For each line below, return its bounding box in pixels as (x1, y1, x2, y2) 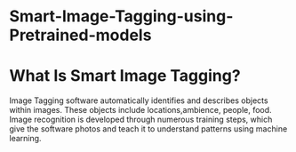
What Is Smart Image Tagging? (9, 66, 242, 86)
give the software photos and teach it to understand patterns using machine (9, 124, 288, 134)
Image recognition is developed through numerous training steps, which (9, 114, 273, 125)
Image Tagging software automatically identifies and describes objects (9, 95, 268, 106)
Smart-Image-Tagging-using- (9, 6, 234, 27)
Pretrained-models (9, 25, 152, 45)
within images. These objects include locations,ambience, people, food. (9, 105, 273, 116)
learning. (9, 133, 42, 144)
